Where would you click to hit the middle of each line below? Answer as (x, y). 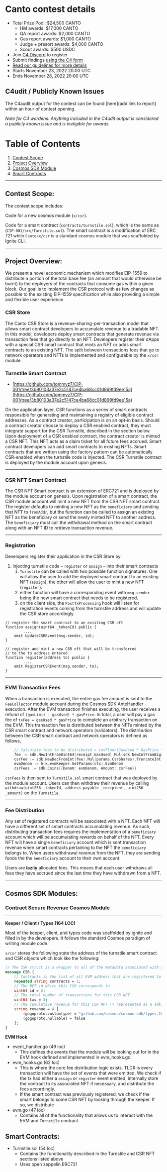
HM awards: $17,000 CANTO (49, 28)
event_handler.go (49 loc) (39, 1047)
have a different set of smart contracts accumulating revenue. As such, (78, 827)
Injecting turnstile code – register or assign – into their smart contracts (85, 566)
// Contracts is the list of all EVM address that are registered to (88, 976)
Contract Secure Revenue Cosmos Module (58, 908)
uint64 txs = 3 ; (31, 1000)
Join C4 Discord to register (40, 54)
